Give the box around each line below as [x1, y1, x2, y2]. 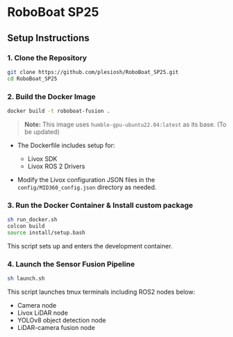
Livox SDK [27, 154, 58, 163]
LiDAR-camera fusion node [17, 323, 95, 331]
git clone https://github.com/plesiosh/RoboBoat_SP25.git [7, 68, 179, 75]
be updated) [24, 127, 61, 136]
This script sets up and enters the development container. [7, 241, 172, 250]
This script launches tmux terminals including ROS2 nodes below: [7, 287, 195, 296]
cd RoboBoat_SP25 [7, 75, 58, 82]
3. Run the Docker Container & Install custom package [7, 200, 193, 210]
